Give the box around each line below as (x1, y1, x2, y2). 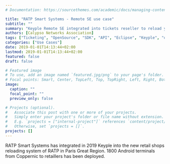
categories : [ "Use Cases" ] (5, 40, 62, 45)
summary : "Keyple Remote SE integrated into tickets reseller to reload (5, 26, 162, 31)
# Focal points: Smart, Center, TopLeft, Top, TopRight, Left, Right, (5, 77, 157, 82)
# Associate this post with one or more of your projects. (5, 110, 137, 115)
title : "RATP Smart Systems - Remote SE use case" (5, 16, 114, 22)
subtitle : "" (5, 21, 33, 26)
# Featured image (5, 68, 42, 73)
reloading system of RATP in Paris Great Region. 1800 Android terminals (5, 147, 155, 154)
